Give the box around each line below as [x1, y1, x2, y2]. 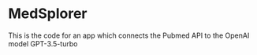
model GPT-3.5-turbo [8, 38, 78, 48]
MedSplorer [8, 5, 88, 23]
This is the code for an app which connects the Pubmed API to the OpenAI [8, 31, 250, 40]
